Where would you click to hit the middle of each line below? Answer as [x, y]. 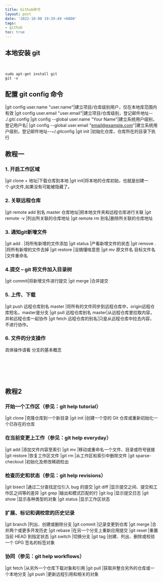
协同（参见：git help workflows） [45, 556]
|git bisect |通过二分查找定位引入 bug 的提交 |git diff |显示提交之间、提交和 [79, 487]
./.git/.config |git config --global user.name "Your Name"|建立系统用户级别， [81, 119]
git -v [12, 78]
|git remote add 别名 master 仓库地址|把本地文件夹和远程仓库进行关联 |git [78, 212]
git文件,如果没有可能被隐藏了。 [41, 187]
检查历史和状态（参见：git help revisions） [56, 476]
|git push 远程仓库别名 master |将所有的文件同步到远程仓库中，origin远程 [78, 306]
